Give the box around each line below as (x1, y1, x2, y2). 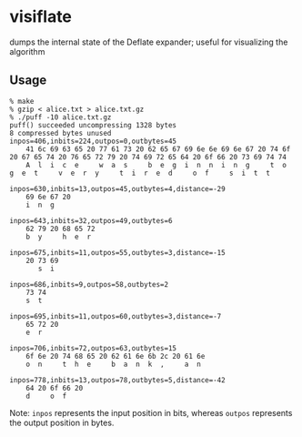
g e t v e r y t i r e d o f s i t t (9, 168, 271, 178)
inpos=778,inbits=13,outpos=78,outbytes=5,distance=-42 (9, 375, 226, 384)
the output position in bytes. (9, 417, 115, 428)
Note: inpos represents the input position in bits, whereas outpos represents (9, 407, 293, 418)
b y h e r (25, 232, 92, 241)
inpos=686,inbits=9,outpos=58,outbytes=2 (9, 279, 169, 289)
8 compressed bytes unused (9, 128, 112, 137)
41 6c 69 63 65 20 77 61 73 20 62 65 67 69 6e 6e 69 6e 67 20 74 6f (25, 144, 291, 154)
